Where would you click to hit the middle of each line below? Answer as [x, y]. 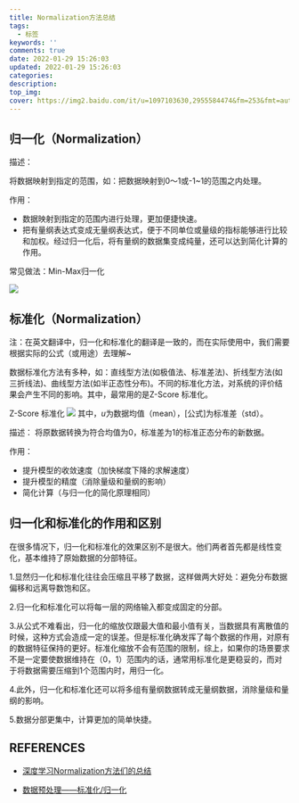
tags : [19, 26]
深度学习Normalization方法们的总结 [87, 770]
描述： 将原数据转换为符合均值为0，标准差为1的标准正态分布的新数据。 [139, 432]
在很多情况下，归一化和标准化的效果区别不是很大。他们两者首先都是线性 [141, 546]
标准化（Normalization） [79, 319]
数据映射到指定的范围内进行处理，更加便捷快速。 [112, 219]
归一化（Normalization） [79, 139]
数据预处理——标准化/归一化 [74, 790]
